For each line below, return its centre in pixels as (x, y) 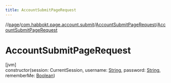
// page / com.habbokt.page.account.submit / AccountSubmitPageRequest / (81, 24)
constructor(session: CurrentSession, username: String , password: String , (83, 70)
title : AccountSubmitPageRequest (41, 10)
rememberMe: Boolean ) (30, 75)
